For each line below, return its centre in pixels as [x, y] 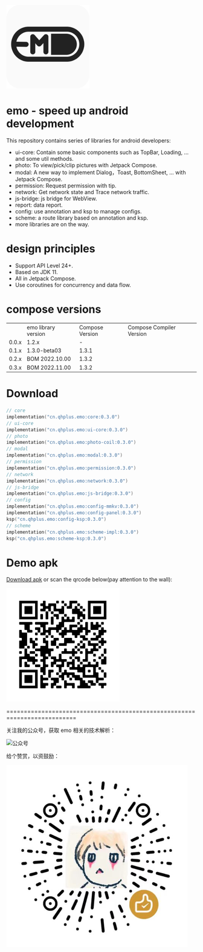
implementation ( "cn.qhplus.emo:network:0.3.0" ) [67, 481]
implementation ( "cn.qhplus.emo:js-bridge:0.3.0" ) [70, 494]
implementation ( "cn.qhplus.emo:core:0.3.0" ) [63, 417]
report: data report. [39, 205]
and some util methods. [44, 158]
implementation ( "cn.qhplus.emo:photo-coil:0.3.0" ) [71, 443]
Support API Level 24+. [44, 266]
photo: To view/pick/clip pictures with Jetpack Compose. [86, 165]
